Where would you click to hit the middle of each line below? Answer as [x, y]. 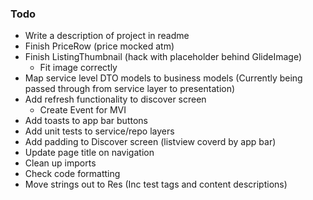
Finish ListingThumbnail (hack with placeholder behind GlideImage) [163, 57]
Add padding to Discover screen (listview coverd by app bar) [150, 142]
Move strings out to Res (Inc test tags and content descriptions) [156, 184]
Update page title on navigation [89, 153]
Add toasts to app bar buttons [86, 121]
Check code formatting [72, 174]
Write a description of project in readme [107, 36]
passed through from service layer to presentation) [130, 89]
